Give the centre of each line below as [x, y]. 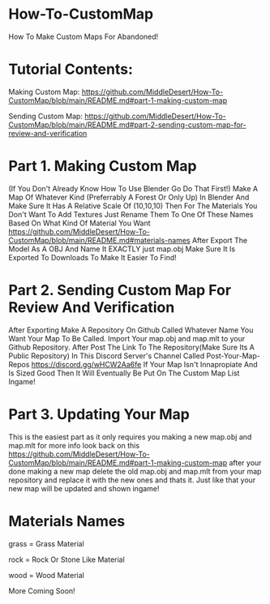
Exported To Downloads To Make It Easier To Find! [92, 257]
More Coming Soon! [42, 591]
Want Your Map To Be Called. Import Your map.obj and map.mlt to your [127, 338]
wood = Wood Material [47, 575]
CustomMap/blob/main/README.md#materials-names [99, 240]
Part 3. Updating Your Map [99, 414]
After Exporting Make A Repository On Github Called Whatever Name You [131, 330]
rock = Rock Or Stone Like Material [67, 559]
